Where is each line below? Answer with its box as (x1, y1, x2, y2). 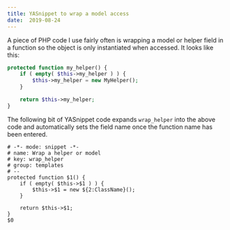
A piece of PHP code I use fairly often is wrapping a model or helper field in (7, 36, 224, 44)
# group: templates (7, 162, 64, 169)
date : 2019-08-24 (7, 17, 61, 24)
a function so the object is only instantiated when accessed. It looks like (7, 43, 214, 52)
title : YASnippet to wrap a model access (7, 10, 130, 17)
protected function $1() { (7, 174, 86, 181)
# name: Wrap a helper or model (7, 149, 101, 157)
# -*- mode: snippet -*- (7, 144, 79, 151)
